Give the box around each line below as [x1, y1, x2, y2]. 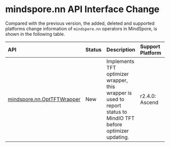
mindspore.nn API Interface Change [5, 4, 160, 15]
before [106, 121, 122, 128]
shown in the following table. [5, 31, 65, 37]
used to [106, 95, 125, 103]
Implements [106, 58, 135, 65]
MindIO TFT [106, 115, 135, 122]
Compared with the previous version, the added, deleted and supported [5, 20, 155, 26]
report [106, 102, 121, 109]
